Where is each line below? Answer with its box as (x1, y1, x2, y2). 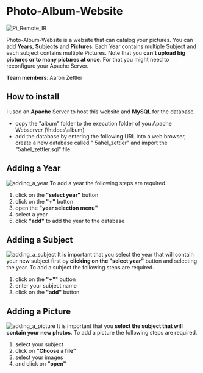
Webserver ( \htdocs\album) (15, 126, 85, 133)
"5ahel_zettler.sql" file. (15, 145, 72, 153)
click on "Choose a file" (15, 347, 76, 355)
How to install (6, 91, 60, 102)
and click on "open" (15, 360, 66, 368)
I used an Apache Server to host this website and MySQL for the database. (6, 108, 196, 115)
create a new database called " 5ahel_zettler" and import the (15, 139, 168, 146)
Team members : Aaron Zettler (6, 74, 83, 81)
